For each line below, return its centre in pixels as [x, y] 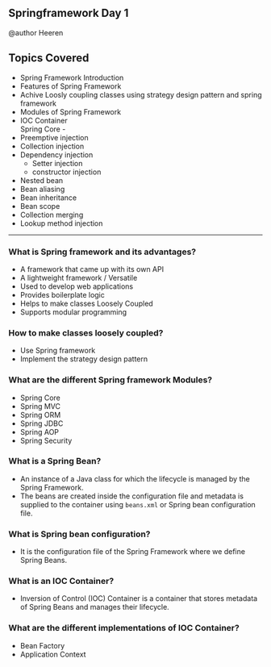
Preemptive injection [54, 137]
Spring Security [46, 440]
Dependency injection [56, 154]
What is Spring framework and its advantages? [102, 252]
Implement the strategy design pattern [84, 359]
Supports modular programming [73, 312]
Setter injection [57, 163]
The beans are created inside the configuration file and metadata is [132, 496]
